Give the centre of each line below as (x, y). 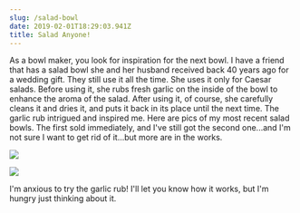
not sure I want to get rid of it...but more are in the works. (116, 138)
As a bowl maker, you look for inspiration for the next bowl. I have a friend (147, 61)
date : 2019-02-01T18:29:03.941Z (70, 26)
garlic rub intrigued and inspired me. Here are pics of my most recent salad (150, 118)
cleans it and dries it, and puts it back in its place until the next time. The (144, 109)
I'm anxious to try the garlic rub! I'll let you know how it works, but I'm (139, 189)
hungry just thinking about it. (63, 198)
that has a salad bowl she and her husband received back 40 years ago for (149, 70)
